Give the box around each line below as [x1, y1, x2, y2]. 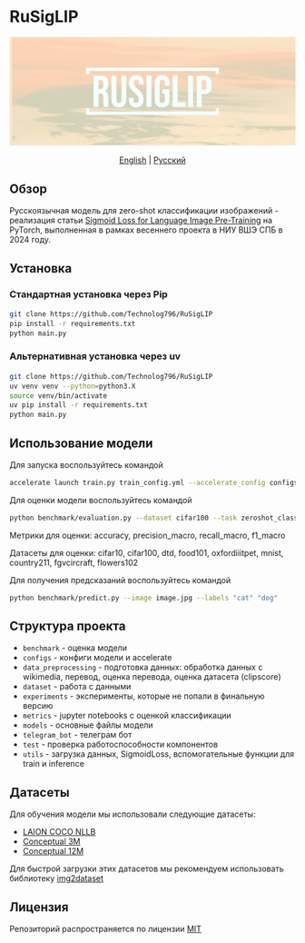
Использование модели [9, 435, 153, 451]
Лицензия [9, 899, 69, 915]
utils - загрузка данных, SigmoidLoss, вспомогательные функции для [22, 749, 295, 759]
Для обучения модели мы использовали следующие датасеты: [9, 809, 256, 819]
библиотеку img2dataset [9, 873, 104, 884]
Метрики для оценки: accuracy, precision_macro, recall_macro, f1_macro [9, 530, 286, 541]
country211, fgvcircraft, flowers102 [9, 557, 139, 568]
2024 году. [9, 234, 52, 245]
